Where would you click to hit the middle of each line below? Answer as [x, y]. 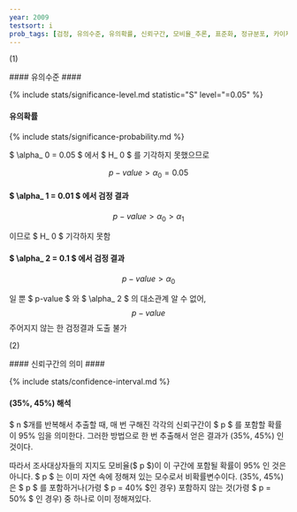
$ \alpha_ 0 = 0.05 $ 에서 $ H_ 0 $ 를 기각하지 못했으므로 [110, 155]
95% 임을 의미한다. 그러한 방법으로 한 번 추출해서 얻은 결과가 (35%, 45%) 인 [151, 435]
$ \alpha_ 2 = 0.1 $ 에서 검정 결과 [67, 258]
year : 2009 [29, 17]
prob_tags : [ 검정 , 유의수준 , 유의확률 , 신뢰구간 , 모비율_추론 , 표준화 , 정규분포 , [139, 34]
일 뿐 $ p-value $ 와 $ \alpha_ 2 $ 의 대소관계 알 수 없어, [108, 299]
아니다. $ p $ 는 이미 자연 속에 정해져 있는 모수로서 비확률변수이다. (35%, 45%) [147, 476]
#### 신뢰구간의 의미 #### [57, 364]
